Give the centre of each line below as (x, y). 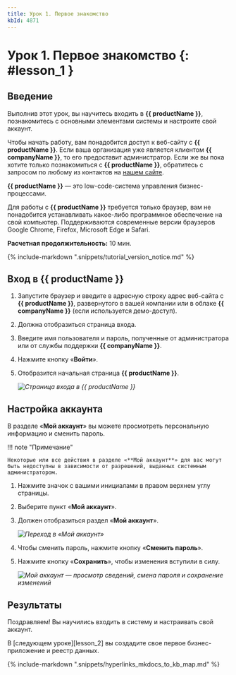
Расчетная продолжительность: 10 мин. (69, 243)
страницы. (33, 493)
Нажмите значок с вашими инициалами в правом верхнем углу (114, 486)
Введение (30, 96)
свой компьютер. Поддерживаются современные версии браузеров (111, 222)
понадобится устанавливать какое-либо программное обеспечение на (115, 214)
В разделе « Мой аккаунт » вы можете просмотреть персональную (108, 426)
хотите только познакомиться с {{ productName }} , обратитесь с (105, 165)
